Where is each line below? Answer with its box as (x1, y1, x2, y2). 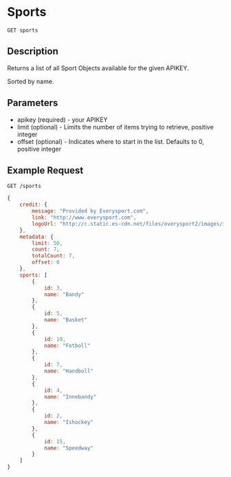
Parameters (7, 97, 58, 109)
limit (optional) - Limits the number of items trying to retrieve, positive (16, 123, 214, 131)
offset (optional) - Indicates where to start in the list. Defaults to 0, (16, 137, 204, 145)
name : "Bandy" (43, 290, 85, 298)
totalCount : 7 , (32, 253, 76, 259)
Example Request (7, 165, 84, 176)
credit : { (19, 201, 48, 209)
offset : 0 (32, 259, 60, 266)
